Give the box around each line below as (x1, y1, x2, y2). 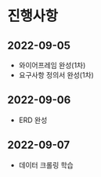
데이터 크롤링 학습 (18, 160, 74, 169)
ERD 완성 (18, 115, 48, 125)
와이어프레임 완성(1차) (18, 60, 86, 70)
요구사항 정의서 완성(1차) (18, 70, 95, 79)
